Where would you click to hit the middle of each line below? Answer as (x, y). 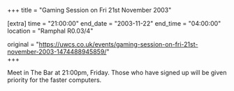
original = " (23, 44)
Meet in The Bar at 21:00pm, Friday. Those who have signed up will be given (117, 73)
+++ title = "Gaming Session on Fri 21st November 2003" (89, 10)
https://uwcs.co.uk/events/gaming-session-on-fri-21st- (118, 44)
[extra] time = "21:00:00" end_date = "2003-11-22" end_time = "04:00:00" (114, 23)
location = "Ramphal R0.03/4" (50, 31)
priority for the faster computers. (54, 80)
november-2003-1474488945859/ (57, 52)
